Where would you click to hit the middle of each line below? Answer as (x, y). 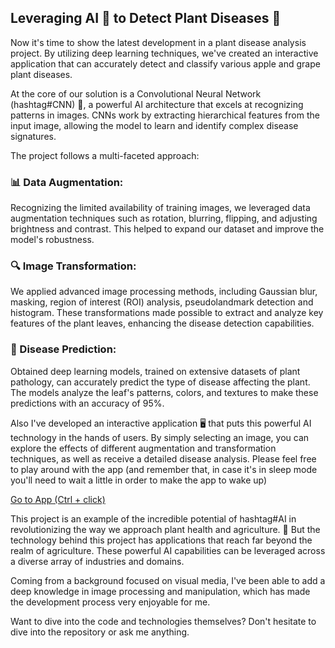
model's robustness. (52, 240)
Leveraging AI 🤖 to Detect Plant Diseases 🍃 (146, 18)
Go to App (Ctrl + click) (58, 499)
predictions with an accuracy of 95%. (87, 403)
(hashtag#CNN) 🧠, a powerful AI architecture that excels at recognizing (157, 104)
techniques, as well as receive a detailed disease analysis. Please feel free (163, 458)
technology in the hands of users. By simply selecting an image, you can (160, 437)
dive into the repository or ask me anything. (100, 632)
